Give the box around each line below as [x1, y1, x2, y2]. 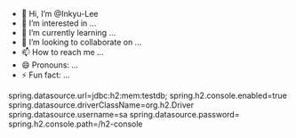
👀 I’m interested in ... [20, 18, 97, 28]
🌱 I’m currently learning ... [20, 28, 116, 37]
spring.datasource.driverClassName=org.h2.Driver [8, 100, 195, 110]
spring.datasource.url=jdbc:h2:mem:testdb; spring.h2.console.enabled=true [8, 90, 288, 101]
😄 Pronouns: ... [20, 60, 79, 70]
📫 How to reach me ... [20, 47, 104, 57]
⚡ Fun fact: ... [20, 69, 70, 80]
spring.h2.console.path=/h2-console [8, 118, 143, 129]
